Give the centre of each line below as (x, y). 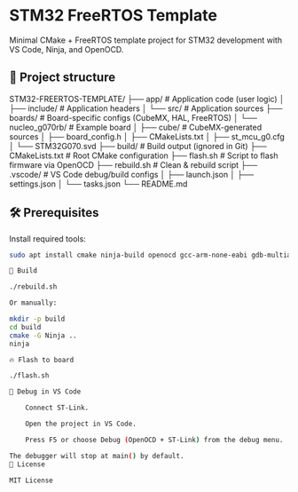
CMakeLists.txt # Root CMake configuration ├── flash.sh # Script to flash (144, 155)
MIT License (31, 480)
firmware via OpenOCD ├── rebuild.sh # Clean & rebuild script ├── (133, 164)
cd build (25, 327)
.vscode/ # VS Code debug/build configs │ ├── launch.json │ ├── (132, 174)
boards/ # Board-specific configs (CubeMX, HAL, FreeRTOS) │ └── (133, 117)
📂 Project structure (63, 78)
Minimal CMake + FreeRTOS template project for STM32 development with (145, 40)
